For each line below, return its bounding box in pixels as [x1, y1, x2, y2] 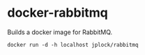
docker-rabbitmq [7, 5, 108, 21]
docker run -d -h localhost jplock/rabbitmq [7, 41, 139, 48]
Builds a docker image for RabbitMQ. [7, 28, 113, 36]
